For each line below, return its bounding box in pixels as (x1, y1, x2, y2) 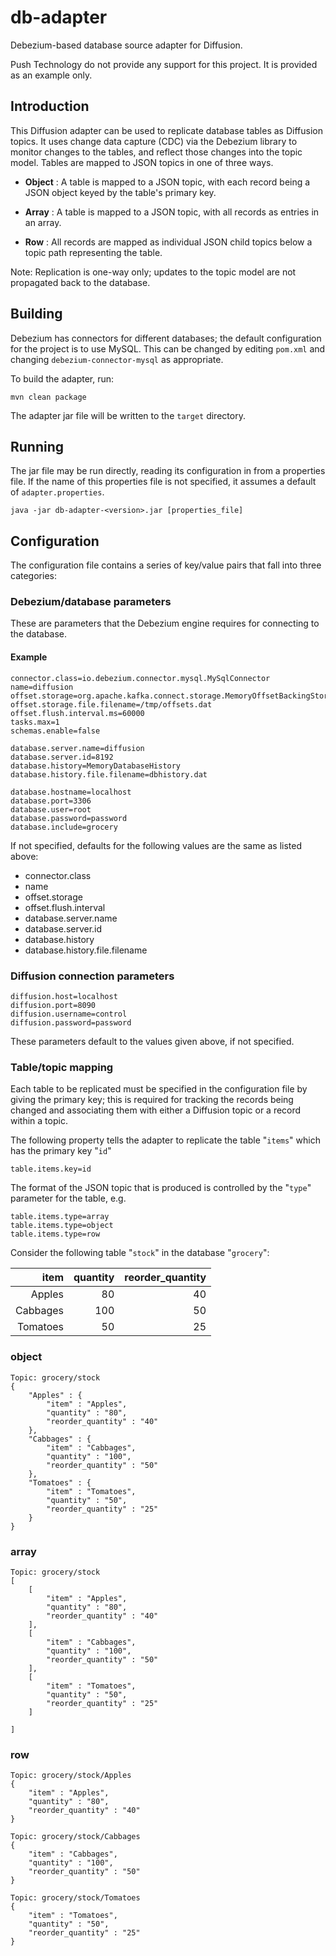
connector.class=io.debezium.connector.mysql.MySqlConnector (10, 673, 271, 683)
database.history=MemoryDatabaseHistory (10, 761, 182, 771)
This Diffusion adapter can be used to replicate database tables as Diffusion (10, 124, 323, 136)
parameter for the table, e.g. (10, 1192, 127, 1205)
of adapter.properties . (10, 486, 105, 498)
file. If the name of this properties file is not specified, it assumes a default (10, 476, 317, 488)
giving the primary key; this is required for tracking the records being (10, 1094, 294, 1106)
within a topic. (10, 1115, 68, 1127)
